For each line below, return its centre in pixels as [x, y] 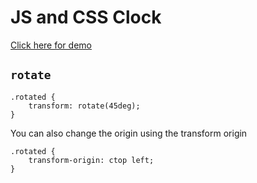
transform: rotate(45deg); [84, 106]
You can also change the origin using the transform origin [129, 133]
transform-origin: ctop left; [91, 160]
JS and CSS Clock [86, 17]
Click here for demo [51, 45]
